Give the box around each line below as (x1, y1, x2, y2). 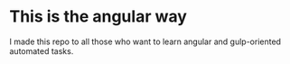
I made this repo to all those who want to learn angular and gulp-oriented (9, 36, 282, 47)
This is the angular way (9, 6, 188, 27)
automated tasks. (9, 45, 74, 56)
